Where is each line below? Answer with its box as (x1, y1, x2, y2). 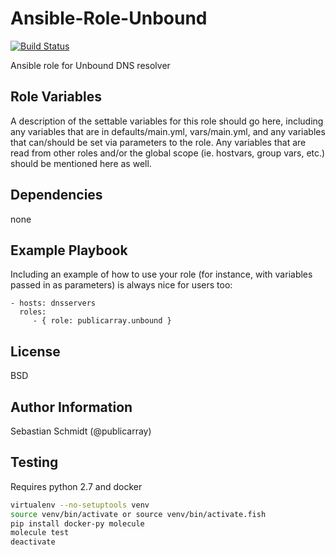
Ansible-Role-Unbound (10, 7, 208, 30)
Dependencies (10, 187, 103, 204)
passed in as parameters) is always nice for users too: (10, 279, 233, 291)
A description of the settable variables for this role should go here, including (10, 115, 324, 127)
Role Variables (10, 88, 102, 106)
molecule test (10, 528, 70, 538)
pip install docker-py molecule (10, 518, 145, 529)
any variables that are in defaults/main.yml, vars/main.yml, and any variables (10, 125, 326, 137)
